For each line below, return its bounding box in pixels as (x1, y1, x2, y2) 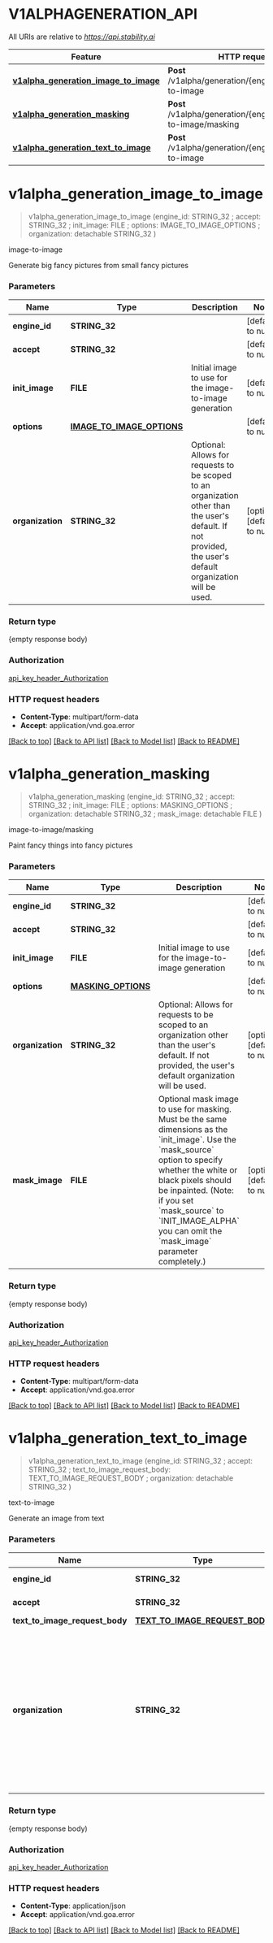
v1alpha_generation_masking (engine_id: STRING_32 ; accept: (28, 792, 236, 801)
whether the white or (158, 1164, 238, 1176)
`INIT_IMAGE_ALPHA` (158, 1216, 240, 1227)
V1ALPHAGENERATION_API (8, 5, 197, 24)
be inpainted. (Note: (158, 1185, 234, 1196)
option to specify (158, 1155, 223, 1166)
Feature (71, 50, 102, 62)
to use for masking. (158, 1104, 232, 1115)
